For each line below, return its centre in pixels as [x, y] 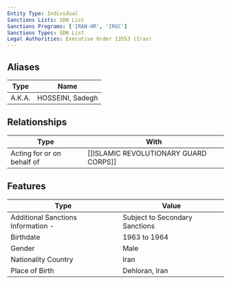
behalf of [25, 162]
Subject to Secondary [157, 217]
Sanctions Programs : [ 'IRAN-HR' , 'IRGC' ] [67, 26]
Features [26, 186]
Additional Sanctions [44, 217]
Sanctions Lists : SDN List [46, 20]
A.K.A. [21, 98]
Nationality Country [42, 259]
